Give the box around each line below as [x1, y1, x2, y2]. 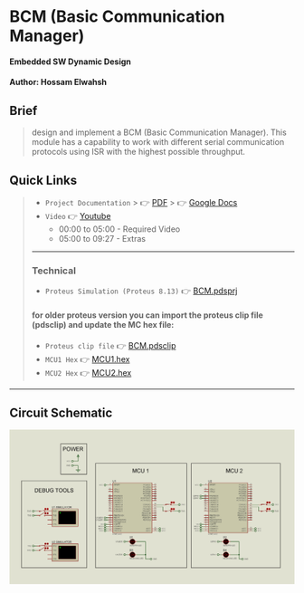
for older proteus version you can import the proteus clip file [31, 310, 264, 320]
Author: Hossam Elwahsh [9, 77, 107, 88]
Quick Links [9, 172, 78, 187]
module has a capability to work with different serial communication [31, 137, 285, 148]
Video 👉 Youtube [44, 211, 111, 221]
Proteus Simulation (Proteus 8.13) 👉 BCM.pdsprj [44, 285, 238, 296]
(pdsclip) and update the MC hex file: [31, 319, 175, 330]
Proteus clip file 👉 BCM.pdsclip [44, 340, 176, 350]
